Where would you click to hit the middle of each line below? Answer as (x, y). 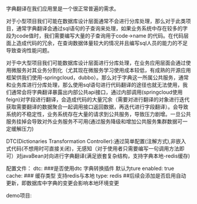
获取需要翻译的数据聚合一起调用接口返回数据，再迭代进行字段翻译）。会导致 (97, 107)
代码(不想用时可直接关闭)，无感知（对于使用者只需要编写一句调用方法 (95, 149)
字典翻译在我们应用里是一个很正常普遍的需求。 (62, 8)
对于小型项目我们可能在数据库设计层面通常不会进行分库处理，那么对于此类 (96, 21)
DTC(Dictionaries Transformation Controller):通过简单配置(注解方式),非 (91, 141)
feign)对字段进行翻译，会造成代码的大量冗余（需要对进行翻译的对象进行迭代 (98, 99)
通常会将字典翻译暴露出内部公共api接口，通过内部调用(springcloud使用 (97, 92)
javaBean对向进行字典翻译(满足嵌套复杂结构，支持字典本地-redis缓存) (106, 156)
